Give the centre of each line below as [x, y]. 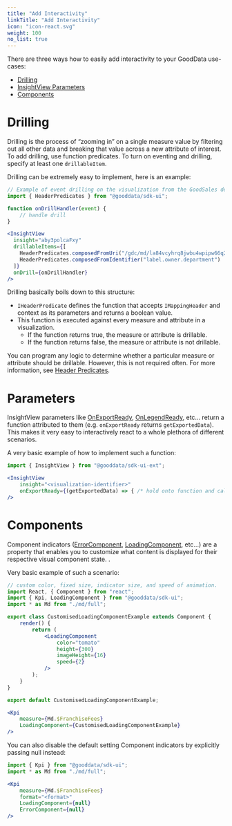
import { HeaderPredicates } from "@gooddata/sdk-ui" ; [88, 196]
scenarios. [22, 439]
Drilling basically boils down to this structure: [71, 292]
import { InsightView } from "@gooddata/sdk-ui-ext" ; [86, 466]
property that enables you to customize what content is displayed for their [112, 551]
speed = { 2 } [70, 662]
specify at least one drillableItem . [57, 164]
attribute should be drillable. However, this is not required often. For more [111, 363]
